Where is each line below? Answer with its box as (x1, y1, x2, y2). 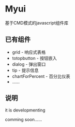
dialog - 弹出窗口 (12, 61, 46, 67)
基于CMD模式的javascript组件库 (5, 20, 69, 26)
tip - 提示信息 (12, 67, 39, 73)
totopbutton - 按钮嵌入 (12, 55, 57, 61)
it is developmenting (5, 107, 45, 113)
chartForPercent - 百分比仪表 (12, 73, 70, 79)
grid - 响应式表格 (12, 49, 46, 55)
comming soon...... (5, 116, 42, 122)
